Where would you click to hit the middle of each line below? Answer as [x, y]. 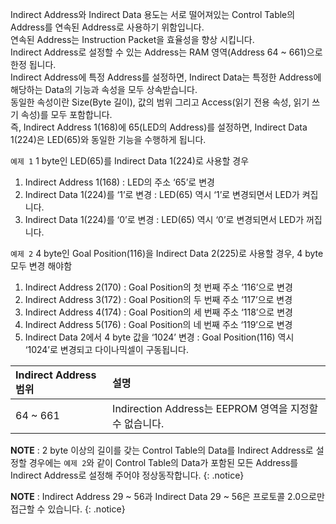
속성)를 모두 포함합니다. [66, 114]
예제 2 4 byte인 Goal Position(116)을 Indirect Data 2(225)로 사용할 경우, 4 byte [167, 253]
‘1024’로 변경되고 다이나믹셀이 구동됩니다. [106, 349]
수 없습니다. [138, 423]
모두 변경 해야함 [41, 266]
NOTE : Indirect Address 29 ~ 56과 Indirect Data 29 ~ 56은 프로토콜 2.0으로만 [167, 496]
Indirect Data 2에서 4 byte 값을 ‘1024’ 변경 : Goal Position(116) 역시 [159, 337]
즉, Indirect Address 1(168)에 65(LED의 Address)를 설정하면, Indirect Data [159, 127]
